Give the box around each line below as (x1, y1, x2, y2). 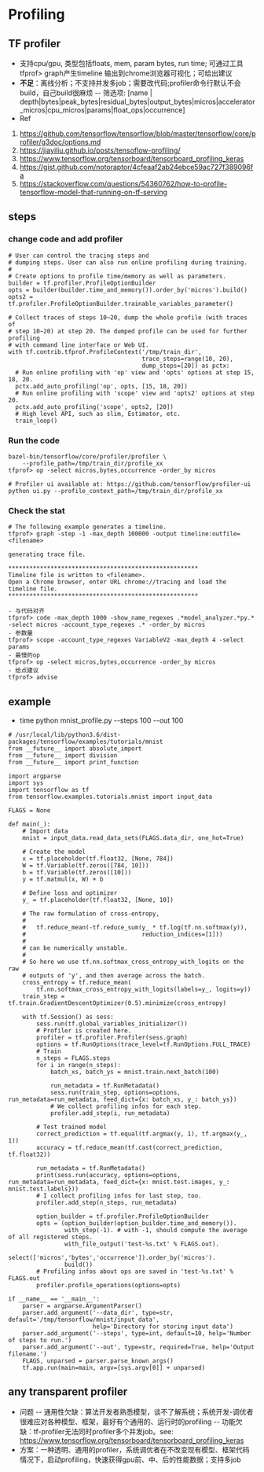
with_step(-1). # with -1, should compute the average (64, 1227, 247, 1235)
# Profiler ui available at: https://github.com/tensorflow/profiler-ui (8, 480, 251, 488)
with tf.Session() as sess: (22, 1013, 114, 1021)
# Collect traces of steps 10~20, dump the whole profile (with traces (8, 313, 247, 322)
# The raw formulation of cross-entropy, (22, 910, 159, 918)
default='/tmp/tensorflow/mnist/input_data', (8, 1316, 159, 1324)
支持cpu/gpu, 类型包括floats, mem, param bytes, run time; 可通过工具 (19, 59, 244, 68)
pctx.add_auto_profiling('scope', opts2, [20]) (15, 403, 174, 410)
